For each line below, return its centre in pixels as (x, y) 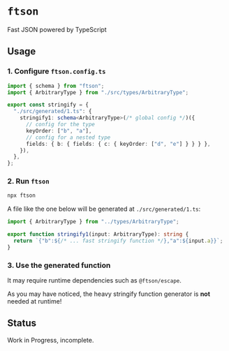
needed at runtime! (35, 301)
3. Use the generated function (59, 265)
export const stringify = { (48, 105)
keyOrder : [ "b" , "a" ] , (59, 130)
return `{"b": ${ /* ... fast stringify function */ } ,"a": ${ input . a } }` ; (118, 241)
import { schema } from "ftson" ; (56, 86)
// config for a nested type (68, 137)
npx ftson (22, 196)
